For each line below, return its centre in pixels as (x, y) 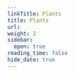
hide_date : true (31, 60)
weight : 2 (22, 33)
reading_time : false (38, 54)
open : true (30, 47)
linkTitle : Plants (34, 14)
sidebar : (20, 40)
